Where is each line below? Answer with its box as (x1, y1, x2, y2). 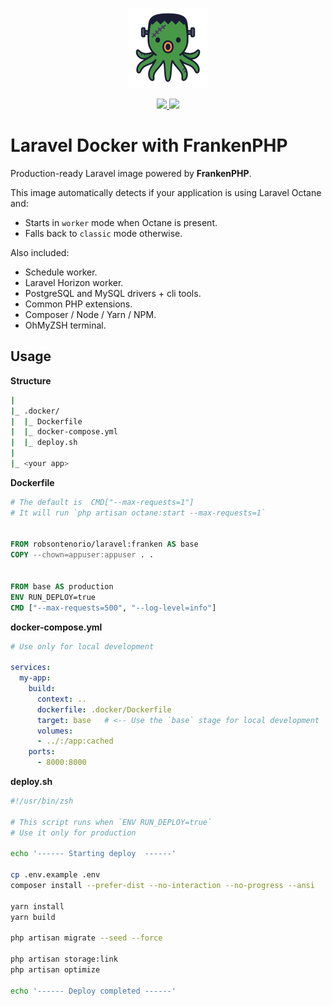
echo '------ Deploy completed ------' (10, 986, 177, 996)
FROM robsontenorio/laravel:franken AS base (10, 539, 199, 550)
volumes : (36, 726, 74, 736)
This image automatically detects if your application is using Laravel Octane (10, 186, 322, 198)
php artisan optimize (10, 965, 101, 975)
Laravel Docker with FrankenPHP (10, 134, 288, 157)
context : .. (36, 694, 87, 704)
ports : (28, 747, 56, 757)
